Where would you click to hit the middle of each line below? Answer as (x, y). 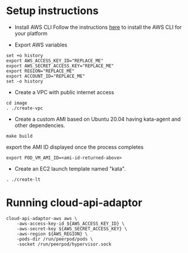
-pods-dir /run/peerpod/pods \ (55, 239)
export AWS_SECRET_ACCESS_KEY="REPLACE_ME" (60, 66)
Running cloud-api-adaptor (74, 203)
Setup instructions (52, 11)
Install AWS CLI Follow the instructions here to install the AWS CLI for (98, 27)
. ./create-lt (23, 179)
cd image (17, 103)
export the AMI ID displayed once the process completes (75, 147)
